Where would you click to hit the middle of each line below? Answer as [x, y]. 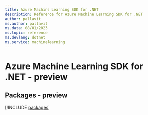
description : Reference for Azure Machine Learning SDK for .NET [74, 14]
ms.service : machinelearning [35, 42]
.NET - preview [36, 77]
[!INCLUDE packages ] [27, 107]
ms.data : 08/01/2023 [26, 28]
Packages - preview [36, 95]
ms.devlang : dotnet [25, 38]
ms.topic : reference [26, 33]
